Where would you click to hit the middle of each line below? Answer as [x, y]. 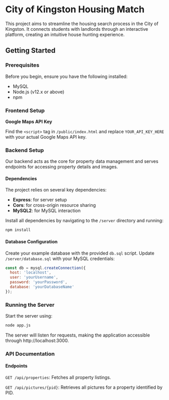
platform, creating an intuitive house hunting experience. [65, 34]
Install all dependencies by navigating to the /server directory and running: [84, 221]
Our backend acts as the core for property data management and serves [82, 161]
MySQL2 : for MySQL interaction [47, 210]
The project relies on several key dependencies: [56, 190]
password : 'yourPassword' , [39, 282]
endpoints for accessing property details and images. [62, 167]
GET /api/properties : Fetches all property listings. [58, 377]
